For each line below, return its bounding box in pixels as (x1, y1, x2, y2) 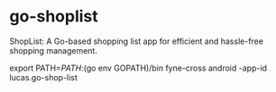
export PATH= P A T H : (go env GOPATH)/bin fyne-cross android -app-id (9, 63, 268, 73)
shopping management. (9, 45, 97, 55)
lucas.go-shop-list (9, 71, 78, 82)
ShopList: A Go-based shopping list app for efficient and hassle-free (9, 36, 264, 46)
